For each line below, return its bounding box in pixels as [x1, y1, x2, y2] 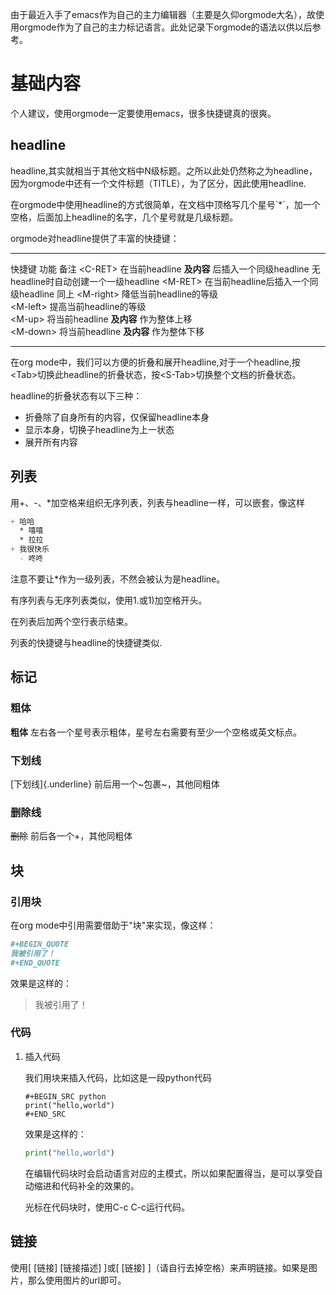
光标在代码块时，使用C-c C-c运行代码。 [24, 1201, 191, 1213]
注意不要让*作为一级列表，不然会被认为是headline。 [10, 573, 226, 585]
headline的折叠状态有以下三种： [10, 389, 143, 402]
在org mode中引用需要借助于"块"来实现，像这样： [10, 919, 217, 931]
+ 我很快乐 [10, 544, 50, 555]
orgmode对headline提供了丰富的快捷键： [10, 232, 180, 244]
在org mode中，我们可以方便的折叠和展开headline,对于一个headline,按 [10, 356, 301, 368]
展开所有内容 [24, 436, 78, 448]
